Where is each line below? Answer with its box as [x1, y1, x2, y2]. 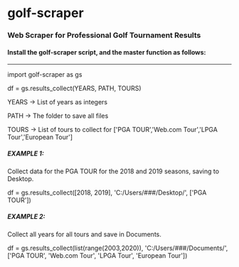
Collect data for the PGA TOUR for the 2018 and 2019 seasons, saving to [7, 167, 219, 175]
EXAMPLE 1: [7, 149, 45, 158]
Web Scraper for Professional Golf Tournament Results [7, 31, 201, 40]
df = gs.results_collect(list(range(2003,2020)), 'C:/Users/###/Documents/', [7, 244, 228, 253]
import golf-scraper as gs [7, 70, 83, 79]
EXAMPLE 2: [7, 212, 46, 221]
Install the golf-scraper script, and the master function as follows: [7, 48, 206, 56]
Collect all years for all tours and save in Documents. [7, 230, 162, 239]
